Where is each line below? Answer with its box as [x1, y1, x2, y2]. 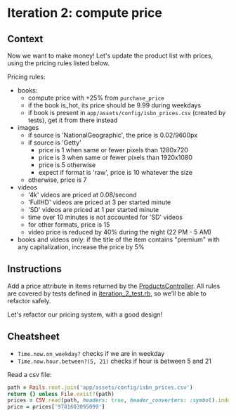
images [17, 124, 39, 131]
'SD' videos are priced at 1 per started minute [27, 206, 159, 213]
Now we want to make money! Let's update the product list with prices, [7, 51, 214, 60]
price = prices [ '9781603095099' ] [7, 404, 105, 411]
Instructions [7, 263, 62, 275]
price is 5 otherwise [38, 161, 96, 169]
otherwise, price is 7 [27, 176, 87, 184]
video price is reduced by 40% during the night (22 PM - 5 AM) [27, 228, 212, 236]
